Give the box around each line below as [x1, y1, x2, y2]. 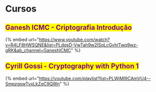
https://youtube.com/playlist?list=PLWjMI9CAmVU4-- [38, 75, 151, 81]
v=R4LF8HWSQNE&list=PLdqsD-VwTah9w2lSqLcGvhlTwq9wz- [5, 42, 138, 48]
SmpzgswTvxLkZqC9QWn [5, 80, 60, 86]
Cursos [5, 3, 37, 15]
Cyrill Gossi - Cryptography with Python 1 [5, 62, 139, 71]
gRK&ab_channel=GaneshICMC [5, 48, 71, 53]
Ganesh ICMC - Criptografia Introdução [5, 23, 132, 32]
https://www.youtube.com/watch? [38, 36, 110, 42]
